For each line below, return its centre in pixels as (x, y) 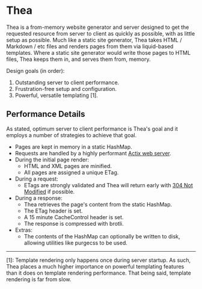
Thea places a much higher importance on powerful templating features (95, 266)
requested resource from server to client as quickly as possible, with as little (101, 33)
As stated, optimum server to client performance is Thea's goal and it (92, 129)
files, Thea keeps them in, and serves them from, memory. (79, 59)
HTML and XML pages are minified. (68, 166)
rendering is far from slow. (39, 279)
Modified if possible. (49, 191)
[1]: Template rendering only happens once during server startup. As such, (99, 260)
